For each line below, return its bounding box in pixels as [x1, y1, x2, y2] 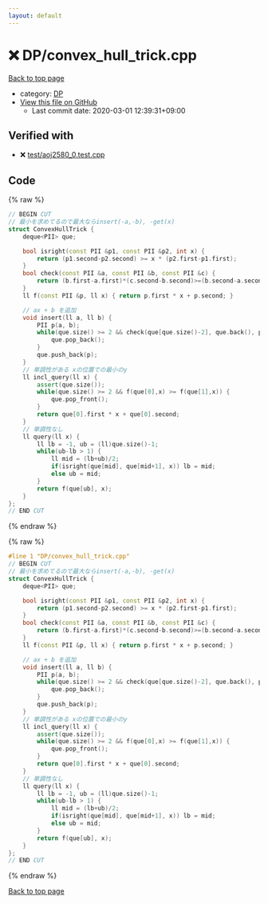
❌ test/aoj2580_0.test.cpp [19, 150, 105, 160]
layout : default [8, 11, 62, 20]
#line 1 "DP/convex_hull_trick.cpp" [8, 553, 130, 561]
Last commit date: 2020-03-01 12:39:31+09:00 [31, 106, 186, 115]
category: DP [19, 89, 64, 98]
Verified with [8, 129, 74, 142]
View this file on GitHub [19, 97, 98, 106]
